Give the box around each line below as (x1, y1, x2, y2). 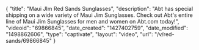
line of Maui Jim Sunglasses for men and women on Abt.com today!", (5, 18, 179, 25)
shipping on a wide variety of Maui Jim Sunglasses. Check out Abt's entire (5, 11, 193, 19)
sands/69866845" (5, 37, 52, 44)
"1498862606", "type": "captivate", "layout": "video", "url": (5, 31, 153, 38)
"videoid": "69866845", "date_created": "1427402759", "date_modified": (5, 24, 189, 31)
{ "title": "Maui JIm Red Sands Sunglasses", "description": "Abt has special (5, 5, 194, 12)
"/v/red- (154, 31, 175, 38)
